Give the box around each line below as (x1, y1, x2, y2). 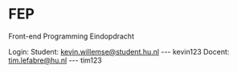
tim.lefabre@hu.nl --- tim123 (8, 55, 102, 65)
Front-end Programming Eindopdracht (8, 31, 135, 41)
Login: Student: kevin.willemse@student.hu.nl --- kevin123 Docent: (8, 47, 230, 56)
